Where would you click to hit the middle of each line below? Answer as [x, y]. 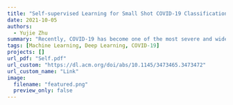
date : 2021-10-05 [32, 20]
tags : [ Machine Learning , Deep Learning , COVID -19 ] [83, 46]
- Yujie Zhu [31, 33]
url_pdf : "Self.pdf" [37, 59]
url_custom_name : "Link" [43, 71]
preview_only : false [43, 90]
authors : [20, 26]
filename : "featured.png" [51, 84]
